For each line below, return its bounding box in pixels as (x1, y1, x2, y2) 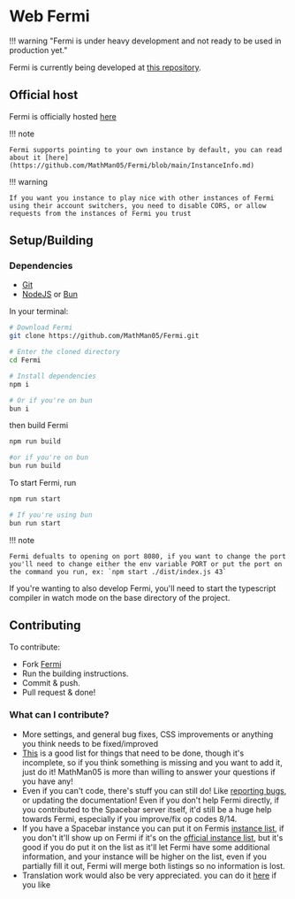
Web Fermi (9, 6, 90, 27)
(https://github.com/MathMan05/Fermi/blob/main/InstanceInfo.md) (9, 161, 254, 170)
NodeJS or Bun (21, 289, 78, 300)
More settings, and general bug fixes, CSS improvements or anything (21, 728, 274, 740)
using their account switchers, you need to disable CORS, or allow (9, 201, 267, 210)
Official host (9, 88, 79, 103)
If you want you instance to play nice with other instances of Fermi (9, 193, 275, 203)
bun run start (9, 519, 62, 527)
